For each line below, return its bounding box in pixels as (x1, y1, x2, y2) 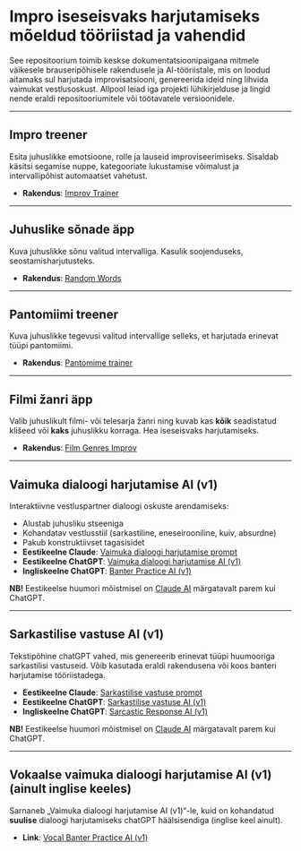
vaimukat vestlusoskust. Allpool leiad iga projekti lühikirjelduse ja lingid (9, 83, 271, 94)
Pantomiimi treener (9, 306, 119, 322)
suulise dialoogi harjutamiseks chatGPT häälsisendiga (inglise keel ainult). (9, 814, 284, 825)
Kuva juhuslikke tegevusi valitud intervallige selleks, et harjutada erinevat (9, 331, 279, 341)
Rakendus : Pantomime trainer (21, 357, 133, 368)
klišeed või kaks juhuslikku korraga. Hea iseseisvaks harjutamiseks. (9, 425, 260, 436)
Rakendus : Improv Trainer (21, 187, 119, 198)
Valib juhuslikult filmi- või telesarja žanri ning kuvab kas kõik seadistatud (9, 416, 278, 426)
